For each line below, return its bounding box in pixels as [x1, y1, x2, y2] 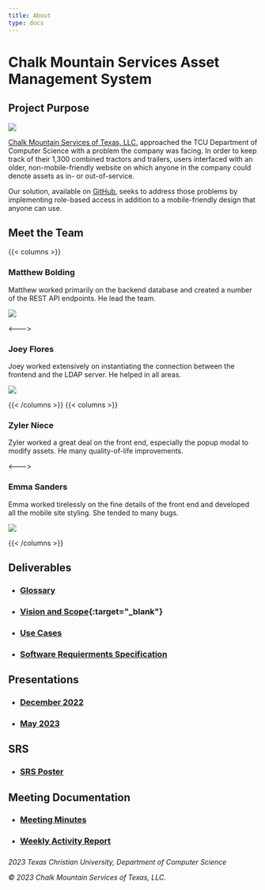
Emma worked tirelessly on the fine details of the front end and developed [8, 499, 250, 509]
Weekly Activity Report [19, 835, 112, 846]
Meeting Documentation [8, 790, 131, 804]
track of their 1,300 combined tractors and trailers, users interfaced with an [8, 154, 253, 163]
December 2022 [19, 697, 85, 708]
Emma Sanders [8, 481, 68, 492]
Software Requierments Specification [19, 648, 168, 659]
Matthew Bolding [8, 267, 75, 278]
